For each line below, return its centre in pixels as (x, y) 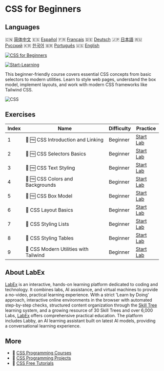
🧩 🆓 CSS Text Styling (50, 168)
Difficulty (120, 128)
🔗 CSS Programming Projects (41, 358)
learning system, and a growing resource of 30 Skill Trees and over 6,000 (79, 310)
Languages (22, 27)
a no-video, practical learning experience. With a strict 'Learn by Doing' (77, 295)
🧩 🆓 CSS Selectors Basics (56, 153)
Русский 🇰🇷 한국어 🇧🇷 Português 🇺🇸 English (52, 45)
